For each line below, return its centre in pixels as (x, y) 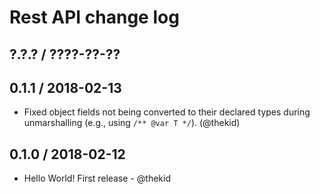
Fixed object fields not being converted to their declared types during (167, 112)
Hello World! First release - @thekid (97, 178)
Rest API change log (94, 17)
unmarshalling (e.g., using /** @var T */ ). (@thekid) (132, 123)
